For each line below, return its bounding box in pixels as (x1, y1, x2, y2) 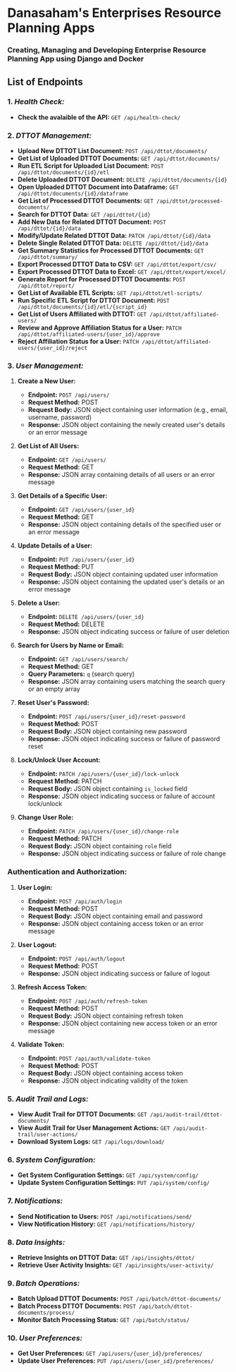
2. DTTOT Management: (7, 131, 92, 140)
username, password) (27, 413, 92, 421)
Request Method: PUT (27, 562, 94, 571)
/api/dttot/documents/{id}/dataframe (17, 191, 129, 198)
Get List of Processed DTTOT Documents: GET (17, 196, 154, 205)
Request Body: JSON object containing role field (27, 842, 172, 850)
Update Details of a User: (17, 541, 93, 550)
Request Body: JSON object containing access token (27, 1069, 183, 1077)
